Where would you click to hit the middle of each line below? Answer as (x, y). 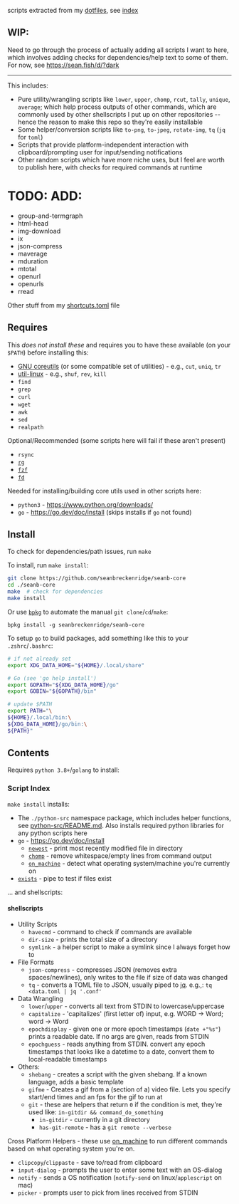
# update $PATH (30, 704)
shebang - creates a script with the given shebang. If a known (118, 1074)
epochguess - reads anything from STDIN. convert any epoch (117, 1044)
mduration (33, 261)
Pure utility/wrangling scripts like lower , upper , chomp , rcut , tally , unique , (124, 99)
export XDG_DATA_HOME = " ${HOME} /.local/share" (76, 665)
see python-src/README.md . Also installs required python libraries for (121, 825)
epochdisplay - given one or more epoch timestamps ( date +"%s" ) (124, 1029)
